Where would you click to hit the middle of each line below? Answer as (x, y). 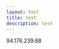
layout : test (23, 12)
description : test (29, 23)
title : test (21, 18)
